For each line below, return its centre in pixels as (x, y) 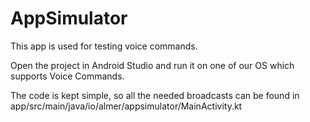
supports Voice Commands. (67, 76)
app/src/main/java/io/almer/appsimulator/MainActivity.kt (126, 106)
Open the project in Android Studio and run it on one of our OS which (152, 65)
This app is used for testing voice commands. (104, 46)
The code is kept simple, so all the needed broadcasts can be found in (155, 95)
